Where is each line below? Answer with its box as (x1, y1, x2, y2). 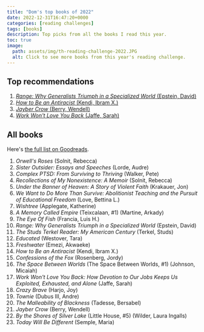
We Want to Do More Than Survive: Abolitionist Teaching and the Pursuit (15, 189, 198, 197)
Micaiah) (15, 267, 38, 274)
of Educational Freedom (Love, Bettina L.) (15, 196, 120, 203)
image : (7, 43, 24, 49)
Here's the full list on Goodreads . (7, 146, 90, 153)
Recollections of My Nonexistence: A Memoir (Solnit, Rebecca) (15, 177, 173, 184)
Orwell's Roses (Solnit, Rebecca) (15, 157, 97, 164)
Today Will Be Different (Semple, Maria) (15, 319, 114, 326)
